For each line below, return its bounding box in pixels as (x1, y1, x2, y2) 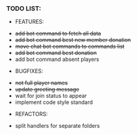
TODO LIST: (6, 4, 41, 13)
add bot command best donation (15, 49, 97, 57)
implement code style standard (15, 99, 93, 106)
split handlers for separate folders (15, 122, 100, 130)
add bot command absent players (15, 56, 99, 63)
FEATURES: (15, 18, 44, 26)
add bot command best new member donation (15, 36, 132, 44)
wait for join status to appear (15, 92, 87, 100)
